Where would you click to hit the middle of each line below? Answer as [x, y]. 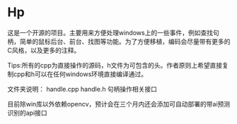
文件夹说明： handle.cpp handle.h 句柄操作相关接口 [82, 89]
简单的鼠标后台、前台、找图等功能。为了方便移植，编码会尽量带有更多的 [125, 41]
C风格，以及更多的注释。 [44, 50]
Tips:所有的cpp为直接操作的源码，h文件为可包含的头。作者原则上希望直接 [115, 65]
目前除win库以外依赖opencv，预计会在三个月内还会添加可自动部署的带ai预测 [119, 104]
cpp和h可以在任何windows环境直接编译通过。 [80, 74]
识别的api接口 [27, 113]
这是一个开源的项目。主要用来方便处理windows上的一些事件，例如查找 [110, 32]
